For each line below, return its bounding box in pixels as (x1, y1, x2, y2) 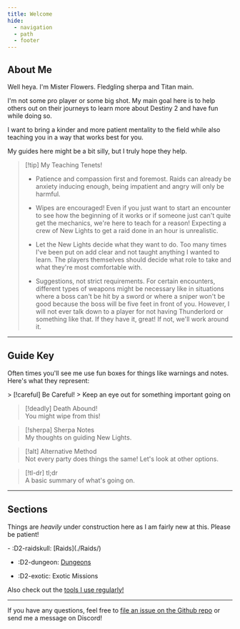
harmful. (35, 189, 61, 198)
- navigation (14, 24, 53, 31)
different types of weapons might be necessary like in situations (35, 284, 224, 293)
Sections (7, 503, 48, 515)
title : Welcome (7, 10, 53, 18)
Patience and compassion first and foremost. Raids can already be (35, 174, 231, 183)
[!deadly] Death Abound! (24, 404, 98, 412)
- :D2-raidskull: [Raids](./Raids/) (7, 544, 101, 553)
